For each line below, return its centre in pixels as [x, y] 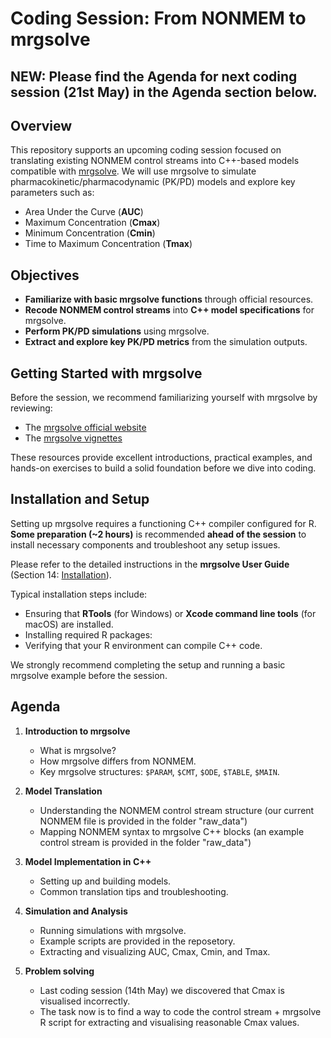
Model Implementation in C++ [88, 861]
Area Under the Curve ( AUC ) [84, 212]
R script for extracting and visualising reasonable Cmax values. [169, 1022]
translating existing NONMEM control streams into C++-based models [155, 161]
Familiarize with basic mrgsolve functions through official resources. [169, 299]
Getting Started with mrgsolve [106, 373]
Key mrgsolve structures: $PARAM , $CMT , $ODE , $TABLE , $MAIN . [159, 771]
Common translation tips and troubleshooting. [134, 891]
